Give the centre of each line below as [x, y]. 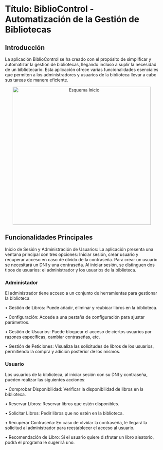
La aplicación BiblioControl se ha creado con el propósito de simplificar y [78, 59]
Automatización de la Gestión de [72, 19]
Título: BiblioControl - [49, 9]
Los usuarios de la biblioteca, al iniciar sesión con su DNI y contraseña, [76, 375]
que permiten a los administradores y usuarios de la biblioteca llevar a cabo [81, 75]
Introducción [25, 47]
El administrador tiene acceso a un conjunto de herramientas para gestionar [81, 293]
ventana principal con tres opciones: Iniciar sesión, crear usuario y [72, 254]
